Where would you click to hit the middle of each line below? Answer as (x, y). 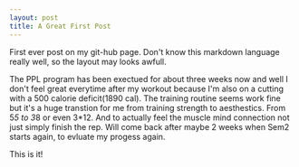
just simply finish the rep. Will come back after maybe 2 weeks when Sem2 (149, 126)
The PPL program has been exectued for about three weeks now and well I (149, 79)
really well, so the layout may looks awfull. (88, 61)
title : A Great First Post (60, 26)
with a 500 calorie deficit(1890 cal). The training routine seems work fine (145, 98)
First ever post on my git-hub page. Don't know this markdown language (145, 51)
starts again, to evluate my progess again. (87, 136)
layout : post (34, 18)
